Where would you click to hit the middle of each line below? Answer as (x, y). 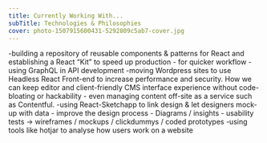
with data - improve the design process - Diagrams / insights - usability (136, 113)
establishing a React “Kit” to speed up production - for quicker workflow (127, 62)
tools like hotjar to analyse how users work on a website (101, 130)
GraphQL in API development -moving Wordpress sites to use (129, 71)
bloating (22, 96)
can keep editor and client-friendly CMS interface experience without (123, 88)
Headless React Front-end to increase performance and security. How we (130, 79)
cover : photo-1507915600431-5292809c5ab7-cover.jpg (96, 31)
